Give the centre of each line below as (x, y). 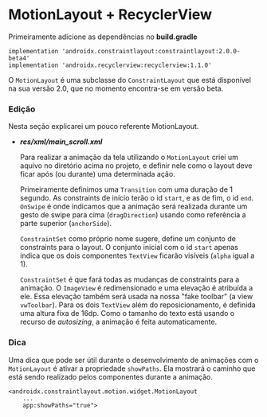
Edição (22, 109)
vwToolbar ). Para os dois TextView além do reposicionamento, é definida (138, 305)
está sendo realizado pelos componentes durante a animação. (110, 376)
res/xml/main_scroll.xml (61, 142)
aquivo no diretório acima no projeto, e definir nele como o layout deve (136, 166)
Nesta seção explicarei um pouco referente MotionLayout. (104, 127)
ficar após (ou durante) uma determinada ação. (97, 174)
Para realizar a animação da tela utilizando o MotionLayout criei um (129, 158)
